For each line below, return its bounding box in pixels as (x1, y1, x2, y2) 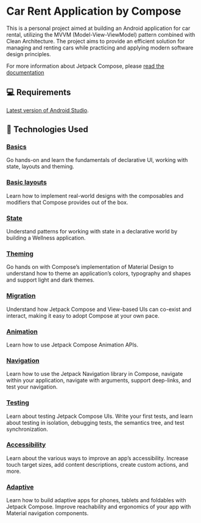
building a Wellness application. (6, 234, 86, 242)
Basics (6, 142, 27, 151)
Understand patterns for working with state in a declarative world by (6, 228, 178, 235)
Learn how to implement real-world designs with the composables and (6, 192, 184, 199)
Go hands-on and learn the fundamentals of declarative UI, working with (6, 156, 188, 164)
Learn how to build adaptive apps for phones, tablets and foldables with (6, 497, 186, 504)
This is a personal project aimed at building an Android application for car (6, 24, 191, 32)
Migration (6, 291, 36, 300)
